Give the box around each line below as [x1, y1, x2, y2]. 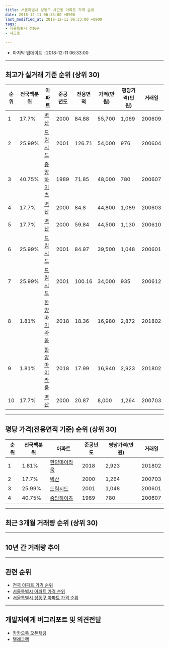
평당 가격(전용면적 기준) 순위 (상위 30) [5, 425, 117, 434]
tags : [5, 21, 17, 27]
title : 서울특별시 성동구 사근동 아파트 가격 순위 [5, 7, 95, 13]
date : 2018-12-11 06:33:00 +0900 [5, 12, 75, 17]
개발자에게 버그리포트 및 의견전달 [5, 616, 102, 624]
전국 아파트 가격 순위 [12, 582, 53, 588]
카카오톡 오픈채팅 [12, 630, 47, 636]
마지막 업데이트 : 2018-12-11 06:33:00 [12, 50, 89, 55]
